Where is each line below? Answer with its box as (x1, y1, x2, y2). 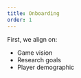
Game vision (16, 49, 53, 57)
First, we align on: (7, 35, 58, 43)
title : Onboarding (7, 10, 60, 17)
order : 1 (7, 16, 32, 23)
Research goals (16, 55, 62, 64)
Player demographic (16, 63, 75, 71)
